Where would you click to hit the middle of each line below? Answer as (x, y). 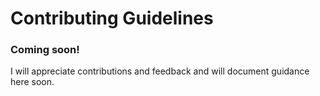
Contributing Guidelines (112, 18)
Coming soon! (45, 50)
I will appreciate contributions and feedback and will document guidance (160, 71)
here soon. (32, 82)
